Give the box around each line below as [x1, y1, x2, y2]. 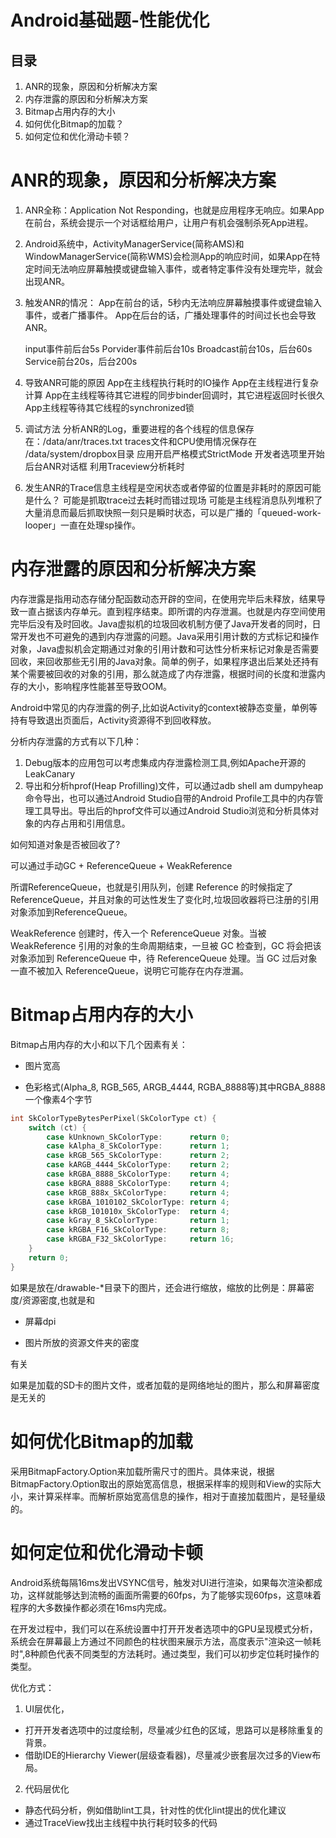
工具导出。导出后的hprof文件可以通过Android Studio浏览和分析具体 [33, 804, 311, 816]
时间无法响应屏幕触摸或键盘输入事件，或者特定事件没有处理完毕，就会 [33, 262, 323, 275]
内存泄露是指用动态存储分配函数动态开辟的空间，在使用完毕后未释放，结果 [10, 592, 317, 605]
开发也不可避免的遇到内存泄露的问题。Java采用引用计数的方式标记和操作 [18, 630, 320, 642]
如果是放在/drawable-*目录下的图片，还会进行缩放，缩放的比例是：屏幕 [10, 1281, 306, 1293]
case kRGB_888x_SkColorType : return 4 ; [46, 1187, 230, 1198]
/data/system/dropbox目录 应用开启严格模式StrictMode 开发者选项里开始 [24, 447, 325, 460]
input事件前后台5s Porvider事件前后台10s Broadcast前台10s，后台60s [24, 342, 313, 355]
